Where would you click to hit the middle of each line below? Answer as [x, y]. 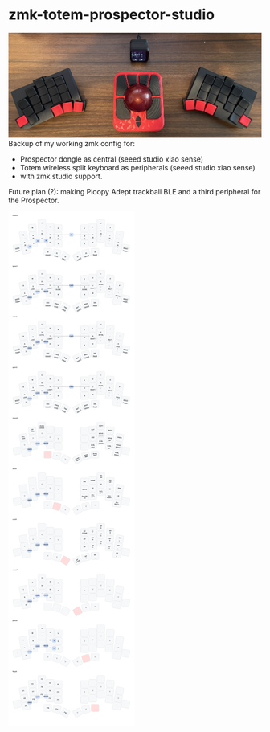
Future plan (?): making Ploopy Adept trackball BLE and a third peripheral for [135, 191]
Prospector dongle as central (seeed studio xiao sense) [111, 159]
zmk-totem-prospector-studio [112, 15]
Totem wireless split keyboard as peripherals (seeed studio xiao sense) [137, 167]
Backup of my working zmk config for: [72, 143]
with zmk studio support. [61, 176]
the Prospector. [34, 200]
